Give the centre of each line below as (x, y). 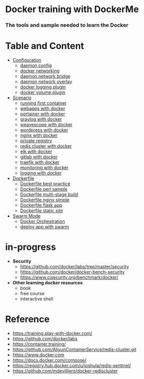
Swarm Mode (27, 216)
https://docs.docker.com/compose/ (50, 360)
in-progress (31, 247)
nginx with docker (39, 136)
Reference (27, 319)
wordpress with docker (44, 130)
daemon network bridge (45, 76)
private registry (36, 141)
